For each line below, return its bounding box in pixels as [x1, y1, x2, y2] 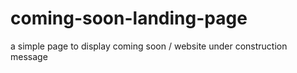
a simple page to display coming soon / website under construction [10, 40, 288, 52]
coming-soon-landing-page [10, 7, 248, 30]
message [10, 50, 48, 62]
